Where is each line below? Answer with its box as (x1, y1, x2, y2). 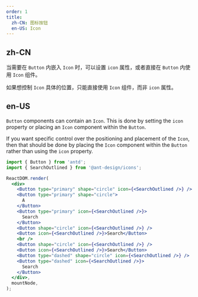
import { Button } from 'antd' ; (6, 159, 86, 165)
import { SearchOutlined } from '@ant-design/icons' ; (6, 165, 142, 170)
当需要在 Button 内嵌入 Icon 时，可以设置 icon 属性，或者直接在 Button (6, 64, 179, 71)
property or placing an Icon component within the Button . (6, 123, 146, 131)
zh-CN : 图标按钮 (11, 20, 49, 26)
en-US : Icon (11, 25, 41, 31)
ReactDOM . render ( (6, 175, 49, 181)
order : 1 (6, 8, 28, 15)
